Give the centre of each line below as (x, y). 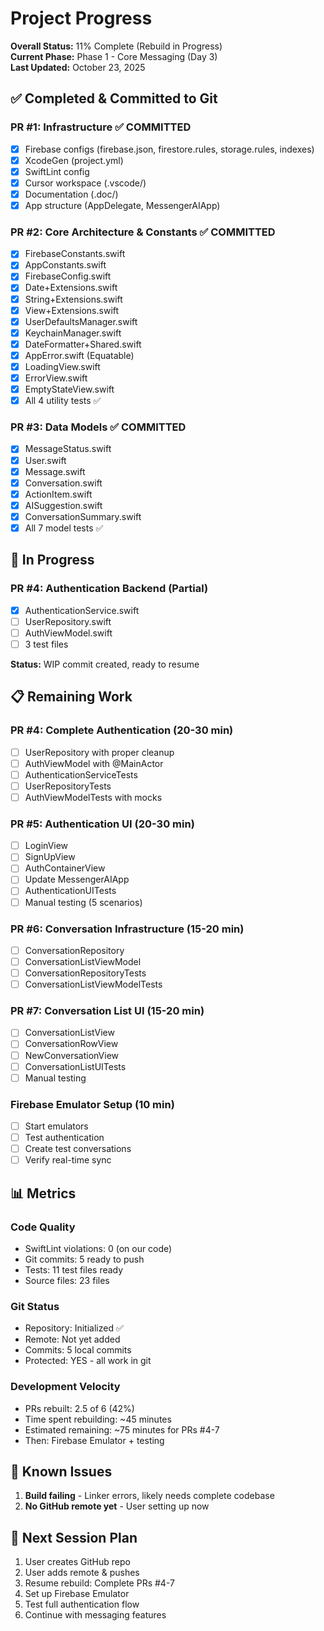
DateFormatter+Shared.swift (83, 344)
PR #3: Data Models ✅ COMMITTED (98, 427)
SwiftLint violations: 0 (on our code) (98, 1248)
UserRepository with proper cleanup (99, 752)
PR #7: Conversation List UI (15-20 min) (107, 1011)
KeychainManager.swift (73, 333)
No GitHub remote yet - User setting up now (117, 1506)
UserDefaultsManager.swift (81, 321)
